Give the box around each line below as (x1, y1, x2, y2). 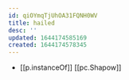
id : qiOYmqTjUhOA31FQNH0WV (8, 11, 98, 20)
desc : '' (8, 26, 37, 34)
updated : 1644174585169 (8, 33, 88, 42)
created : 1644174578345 (8, 41, 88, 49)
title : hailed (8, 19, 56, 27)
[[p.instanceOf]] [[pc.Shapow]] (19, 63, 122, 72)
